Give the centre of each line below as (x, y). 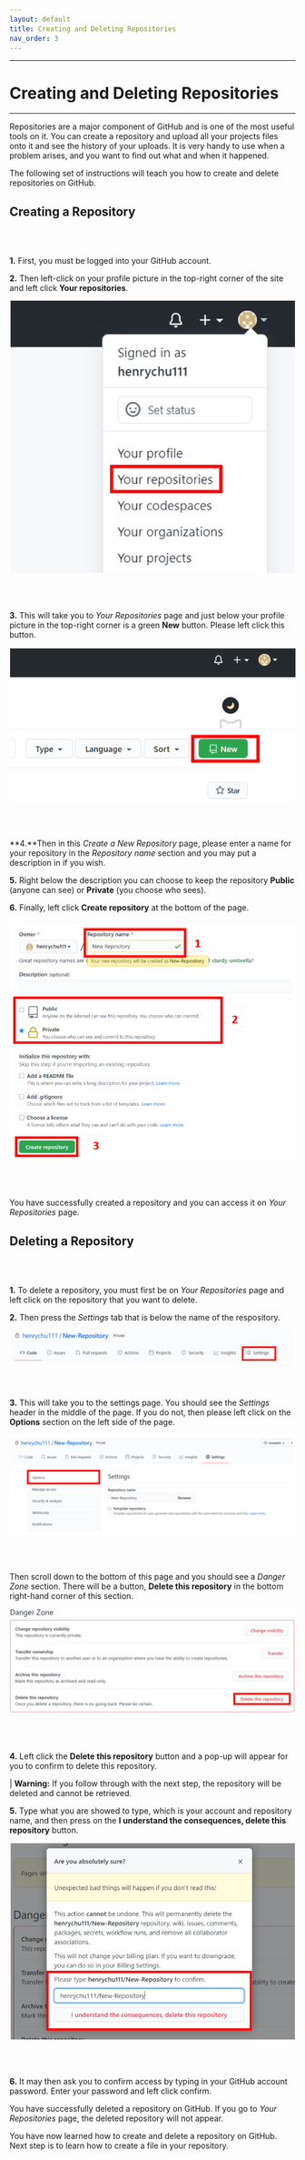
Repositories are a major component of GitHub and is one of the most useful (152, 126)
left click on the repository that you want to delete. (103, 1300)
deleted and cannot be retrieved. (70, 1793)
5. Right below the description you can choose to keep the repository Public (152, 880)
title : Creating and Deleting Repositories (93, 29)
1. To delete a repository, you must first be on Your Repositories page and (147, 1291)
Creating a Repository (73, 211)
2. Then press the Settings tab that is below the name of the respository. (145, 1318)
